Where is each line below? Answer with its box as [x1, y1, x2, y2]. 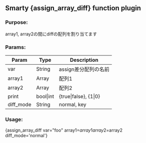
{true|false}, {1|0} [58, 93, 100, 100]
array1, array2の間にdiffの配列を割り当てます [5, 31, 97, 37]
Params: [5, 43, 26, 50]
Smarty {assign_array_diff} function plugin [5, 4, 141, 12]
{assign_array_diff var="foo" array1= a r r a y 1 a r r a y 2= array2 [5, 127, 123, 134]
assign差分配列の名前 [58, 66, 110, 73]
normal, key [58, 101, 86, 108]
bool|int [36, 93, 54, 100]
